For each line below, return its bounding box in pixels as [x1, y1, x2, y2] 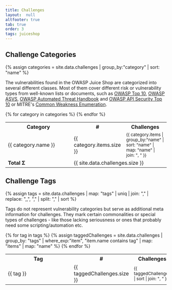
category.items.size [74, 141, 121, 148]
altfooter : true [5, 17, 40, 22]
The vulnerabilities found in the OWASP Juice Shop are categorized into [5, 79, 157, 85]
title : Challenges [5, 7, 45, 13]
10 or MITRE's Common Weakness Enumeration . [5, 101, 107, 107]
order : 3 [5, 27, 24, 32]
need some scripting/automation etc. [5, 222, 83, 228]
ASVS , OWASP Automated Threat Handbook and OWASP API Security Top [5, 95, 162, 102]
